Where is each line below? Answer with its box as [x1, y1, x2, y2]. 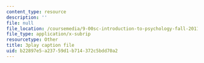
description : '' [6, 14, 47, 20]
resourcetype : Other [6, 37, 59, 43]
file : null [6, 20, 34, 26]
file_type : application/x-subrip [6, 31, 91, 37]
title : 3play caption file [6, 43, 75, 49]
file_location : [6, 25, 45, 32]
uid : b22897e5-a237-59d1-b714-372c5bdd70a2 [6, 48, 118, 54]
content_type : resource [6, 8, 67, 15]
